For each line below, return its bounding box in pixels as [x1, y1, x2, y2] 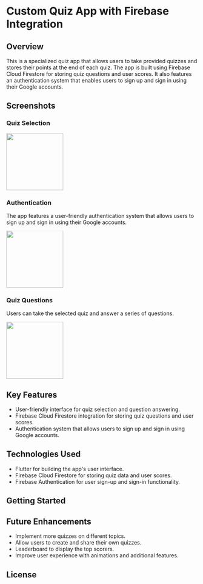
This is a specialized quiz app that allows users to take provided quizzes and [6, 58, 198, 64]
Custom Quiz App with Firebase [6, 4, 170, 18]
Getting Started [6, 496, 66, 506]
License [6, 569, 37, 580]
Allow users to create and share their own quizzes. [15, 539, 142, 546]
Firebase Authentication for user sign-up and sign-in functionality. [15, 478, 181, 485]
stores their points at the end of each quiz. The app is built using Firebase [6, 64, 191, 71]
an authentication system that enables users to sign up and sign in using [6, 77, 187, 84]
